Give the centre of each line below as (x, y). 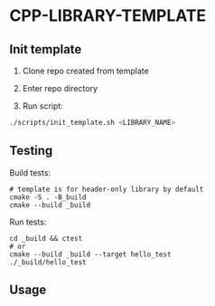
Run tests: (28, 222)
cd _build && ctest (46, 238)
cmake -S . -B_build (48, 197)
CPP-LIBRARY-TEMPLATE (108, 16)
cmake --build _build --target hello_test (90, 254)
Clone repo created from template (85, 71)
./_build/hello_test (48, 262)
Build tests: (30, 172)
